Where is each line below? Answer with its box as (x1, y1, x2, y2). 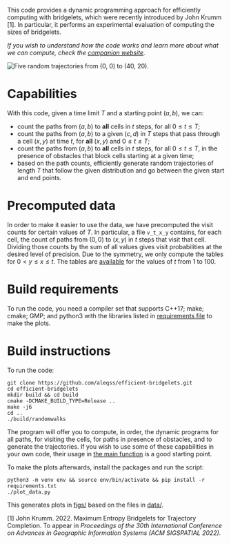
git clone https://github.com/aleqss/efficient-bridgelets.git (7, 379, 193, 386)
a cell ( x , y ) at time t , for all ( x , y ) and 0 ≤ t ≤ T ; (17, 137, 150, 145)
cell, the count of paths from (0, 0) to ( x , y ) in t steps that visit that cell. (7, 235, 207, 244)
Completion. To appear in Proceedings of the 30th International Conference (7, 521, 223, 530)
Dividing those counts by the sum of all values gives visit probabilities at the (7, 242, 223, 251)
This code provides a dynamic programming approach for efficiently (7, 6, 201, 14)
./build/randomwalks (7, 416, 67, 422)
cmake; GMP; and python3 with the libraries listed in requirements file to (7, 311, 212, 320)
